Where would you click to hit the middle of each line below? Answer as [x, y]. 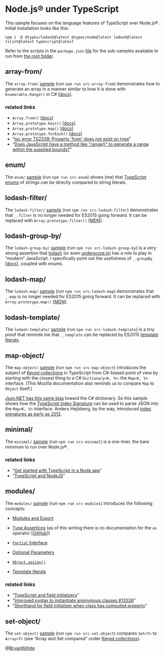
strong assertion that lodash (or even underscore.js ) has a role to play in [79, 253]
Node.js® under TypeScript [62, 9]
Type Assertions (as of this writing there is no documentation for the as [84, 527]
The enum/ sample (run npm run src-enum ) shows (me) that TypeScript [76, 177]
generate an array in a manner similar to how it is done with [65, 89]
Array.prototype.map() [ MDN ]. [36, 302]
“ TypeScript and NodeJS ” [39, 476]
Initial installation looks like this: [37, 28]
